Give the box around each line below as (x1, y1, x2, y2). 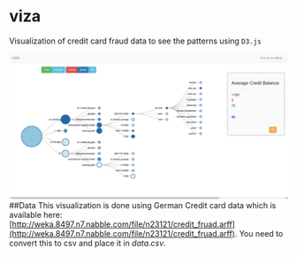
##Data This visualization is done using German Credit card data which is (9, 200, 277, 211)
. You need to (234, 229, 284, 239)
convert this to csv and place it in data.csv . (9, 238, 166, 249)
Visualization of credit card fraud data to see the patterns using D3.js (9, 35, 263, 46)
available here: (9, 210, 63, 221)
